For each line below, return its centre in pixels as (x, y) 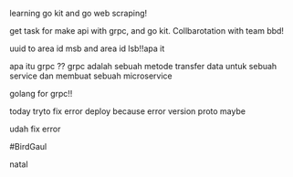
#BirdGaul (28, 146)
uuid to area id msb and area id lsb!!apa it (87, 48)
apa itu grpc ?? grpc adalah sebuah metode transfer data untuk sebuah (143, 66)
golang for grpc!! (41, 94)
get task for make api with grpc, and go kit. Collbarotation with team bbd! (147, 31)
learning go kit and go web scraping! (78, 13)
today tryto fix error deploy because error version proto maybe (128, 111)
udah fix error (35, 129)
